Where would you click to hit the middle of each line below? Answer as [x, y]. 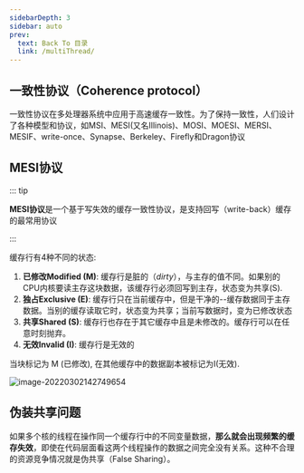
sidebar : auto [36, 26]
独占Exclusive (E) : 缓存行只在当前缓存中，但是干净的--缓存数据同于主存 [157, 299]
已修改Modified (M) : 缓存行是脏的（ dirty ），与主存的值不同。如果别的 [151, 276]
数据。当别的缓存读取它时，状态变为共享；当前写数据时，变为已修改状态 [157, 310]
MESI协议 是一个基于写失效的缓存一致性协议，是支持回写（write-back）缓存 [151, 208]
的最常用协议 [33, 220]
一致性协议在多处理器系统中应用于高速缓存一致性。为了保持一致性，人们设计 [152, 113]
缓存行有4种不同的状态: [53, 257]
